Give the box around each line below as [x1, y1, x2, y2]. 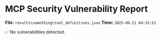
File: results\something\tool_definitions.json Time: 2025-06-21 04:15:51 [5, 19, 156, 25]
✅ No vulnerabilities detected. [5, 29, 65, 35]
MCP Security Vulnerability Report [5, 3, 148, 15]
